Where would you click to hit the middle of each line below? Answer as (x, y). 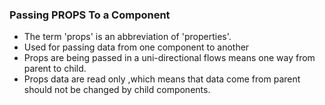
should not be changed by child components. (117, 90)
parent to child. (55, 69)
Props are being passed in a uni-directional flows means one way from (169, 58)
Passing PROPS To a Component (90, 15)
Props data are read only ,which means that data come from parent (162, 79)
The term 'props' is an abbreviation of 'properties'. (127, 37)
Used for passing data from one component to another (136, 47)
